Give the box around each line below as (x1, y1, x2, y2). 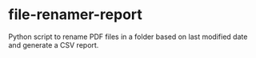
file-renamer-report (8, 6, 142, 24)
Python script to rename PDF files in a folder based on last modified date (8, 32, 248, 41)
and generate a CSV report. (8, 40, 99, 49)
